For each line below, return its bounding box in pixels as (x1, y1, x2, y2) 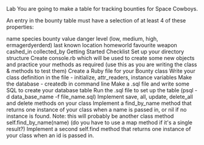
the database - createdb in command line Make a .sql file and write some (6, 80, 190, 87)
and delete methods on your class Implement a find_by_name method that (6, 99, 192, 107)
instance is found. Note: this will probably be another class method (6, 112, 174, 120)
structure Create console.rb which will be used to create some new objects (6, 55, 195, 61)
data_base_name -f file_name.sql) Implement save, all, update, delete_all (11, 93, 193, 100)
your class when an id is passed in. (6, 132, 94, 139)
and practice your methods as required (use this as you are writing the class (6, 61, 197, 68)
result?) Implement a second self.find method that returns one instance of (6, 126, 191, 132)
